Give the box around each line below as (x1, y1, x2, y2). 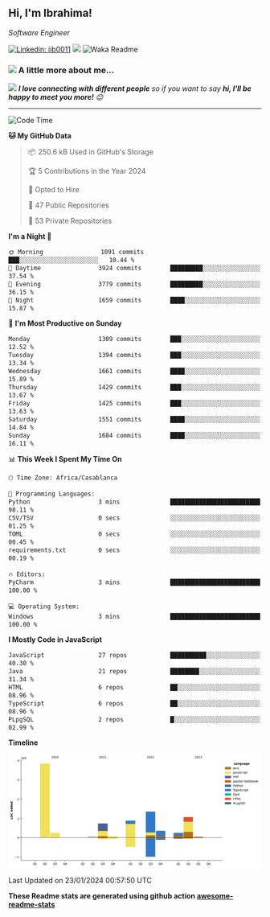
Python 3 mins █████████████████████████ (8, 498, 261, 506)
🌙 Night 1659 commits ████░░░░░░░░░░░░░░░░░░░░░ (8, 297, 261, 305)
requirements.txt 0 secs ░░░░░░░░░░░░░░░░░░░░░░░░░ (8, 546, 261, 554)
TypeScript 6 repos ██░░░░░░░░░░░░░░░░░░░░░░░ (8, 700, 261, 708)
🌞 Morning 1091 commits (8, 249, 145, 257)
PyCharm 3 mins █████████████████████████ (8, 578, 261, 586)
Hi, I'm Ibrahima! (8, 6, 92, 20)
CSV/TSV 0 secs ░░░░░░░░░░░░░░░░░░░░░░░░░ (8, 514, 261, 522)
